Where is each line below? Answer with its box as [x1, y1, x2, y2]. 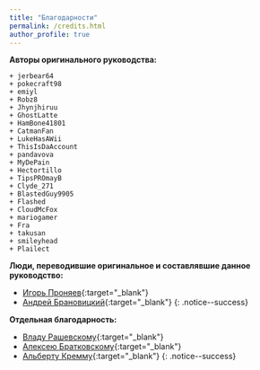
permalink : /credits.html [9, 22, 106, 31]
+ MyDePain [9, 158, 50, 167]
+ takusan [9, 229, 47, 238]
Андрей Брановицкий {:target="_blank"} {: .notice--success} [22, 297, 249, 308]
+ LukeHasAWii [9, 135, 63, 144]
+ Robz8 [9, 95, 39, 104]
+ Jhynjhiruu [9, 103, 58, 112]
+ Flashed [9, 198, 47, 207]
